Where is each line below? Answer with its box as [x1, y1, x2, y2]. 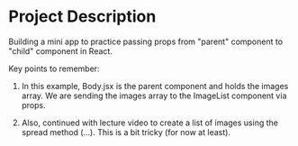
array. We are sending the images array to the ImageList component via [21, 90, 287, 101]
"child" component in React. [8, 45, 113, 56]
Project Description [8, 6, 157, 27]
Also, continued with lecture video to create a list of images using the [21, 117, 278, 128]
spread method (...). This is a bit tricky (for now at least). [21, 126, 231, 137]
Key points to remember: [8, 63, 100, 74]
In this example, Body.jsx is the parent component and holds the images [21, 80, 289, 91]
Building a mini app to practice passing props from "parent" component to [8, 36, 284, 47]
